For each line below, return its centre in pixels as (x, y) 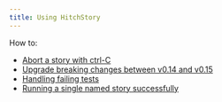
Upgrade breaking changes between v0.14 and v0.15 (118, 69)
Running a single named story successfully (100, 88)
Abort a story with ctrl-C (66, 59)
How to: (23, 43)
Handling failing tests (61, 78)
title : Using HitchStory (55, 17)
